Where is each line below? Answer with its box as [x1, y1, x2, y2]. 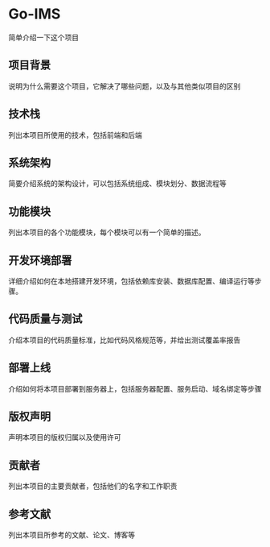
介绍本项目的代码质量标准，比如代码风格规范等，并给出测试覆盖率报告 [8, 335, 241, 345]
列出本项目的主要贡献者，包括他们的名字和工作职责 [8, 481, 178, 491]
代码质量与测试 [8, 312, 83, 326]
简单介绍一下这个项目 [8, 32, 79, 42]
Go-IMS [8, 5, 61, 23]
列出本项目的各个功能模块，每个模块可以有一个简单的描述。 [8, 227, 206, 238]
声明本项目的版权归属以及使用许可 [8, 433, 121, 442]
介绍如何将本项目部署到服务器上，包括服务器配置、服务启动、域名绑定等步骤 [8, 383, 262, 393]
